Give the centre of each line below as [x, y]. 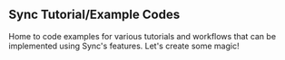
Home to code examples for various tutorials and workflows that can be [142, 36]
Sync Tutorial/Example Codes [94, 15]
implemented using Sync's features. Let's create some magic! [124, 46]
